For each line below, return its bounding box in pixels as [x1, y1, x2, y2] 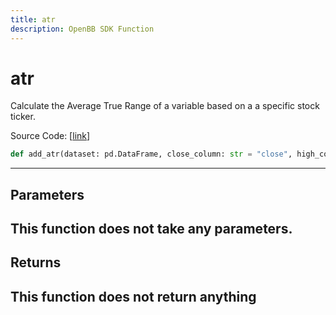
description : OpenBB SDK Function [10, 24, 155, 34]
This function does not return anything [10, 288, 257, 305]
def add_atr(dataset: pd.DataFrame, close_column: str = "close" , [10, 149, 293, 160]
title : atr [10, 14, 56, 25]
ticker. [10, 111, 36, 123]
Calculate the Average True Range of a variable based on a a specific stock [10, 100, 320, 112]
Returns [10, 254, 62, 271]
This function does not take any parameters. [10, 221, 293, 238]
